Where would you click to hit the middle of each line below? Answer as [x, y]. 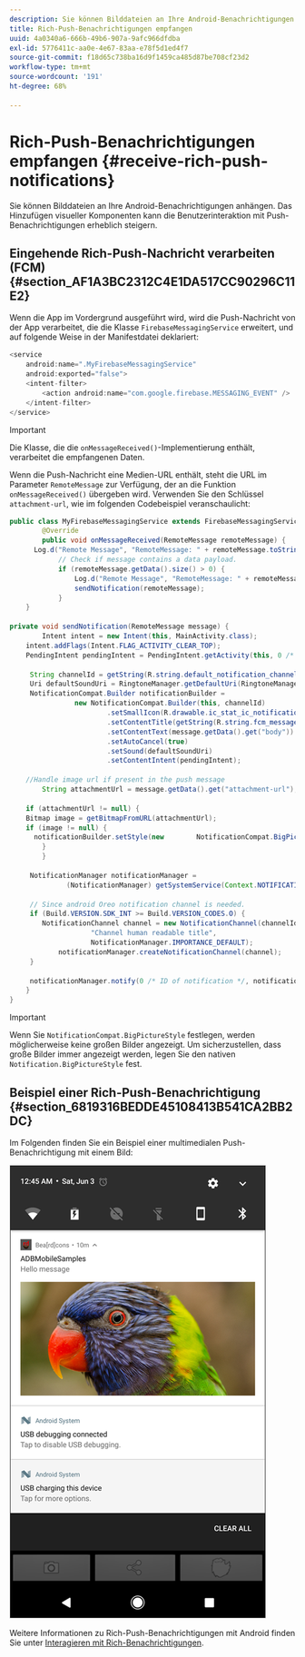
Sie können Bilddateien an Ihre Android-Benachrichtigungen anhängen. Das [151, 205]
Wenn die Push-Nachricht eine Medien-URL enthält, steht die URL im [138, 474]
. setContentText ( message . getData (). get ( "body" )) [201, 732]
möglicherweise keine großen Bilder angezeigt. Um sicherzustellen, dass [145, 1045]
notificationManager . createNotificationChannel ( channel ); [170, 952]
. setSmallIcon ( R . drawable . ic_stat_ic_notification [204, 713]
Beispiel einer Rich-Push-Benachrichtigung [135, 1093]
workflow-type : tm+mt [50, 67]
